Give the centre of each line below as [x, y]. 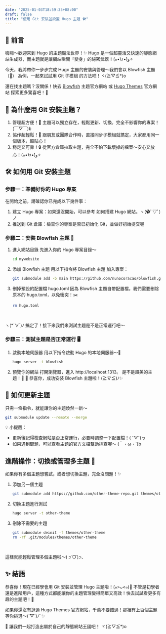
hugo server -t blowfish [38, 362]
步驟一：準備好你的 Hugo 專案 [41, 189]
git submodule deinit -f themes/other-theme [59, 533]
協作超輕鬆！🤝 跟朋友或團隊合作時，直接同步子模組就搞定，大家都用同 [83, 135]
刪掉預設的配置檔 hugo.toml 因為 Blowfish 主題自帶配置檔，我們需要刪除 [85, 288]
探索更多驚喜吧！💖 [29, 92]
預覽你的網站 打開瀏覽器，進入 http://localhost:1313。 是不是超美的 [80, 372]
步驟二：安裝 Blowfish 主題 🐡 [40, 238]
